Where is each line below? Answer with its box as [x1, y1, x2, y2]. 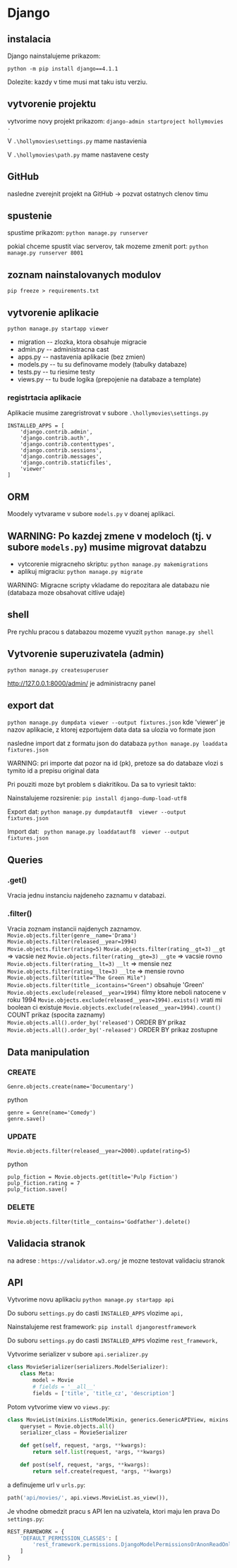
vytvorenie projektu [7, 98, 97, 110]
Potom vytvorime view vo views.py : [7, 1402, 111, 1411]
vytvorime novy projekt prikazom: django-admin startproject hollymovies [7, 116, 224, 125]
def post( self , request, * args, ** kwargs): [20, 1462, 150, 1469]
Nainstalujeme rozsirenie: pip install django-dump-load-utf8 [7, 794, 187, 802]
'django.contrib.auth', [20, 435, 90, 442]
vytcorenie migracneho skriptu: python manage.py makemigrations [17, 559, 209, 568]
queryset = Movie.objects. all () [20, 1423, 115, 1430]
